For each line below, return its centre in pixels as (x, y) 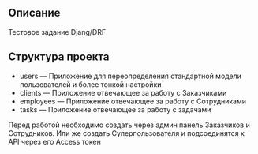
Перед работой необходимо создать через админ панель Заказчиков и (129, 125)
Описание (34, 13)
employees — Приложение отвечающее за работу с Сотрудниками (133, 101)
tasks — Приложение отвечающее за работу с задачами (115, 109)
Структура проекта (59, 57)
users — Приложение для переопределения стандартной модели (131, 76)
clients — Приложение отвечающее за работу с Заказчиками (123, 92)
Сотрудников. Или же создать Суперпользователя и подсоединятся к (126, 133)
